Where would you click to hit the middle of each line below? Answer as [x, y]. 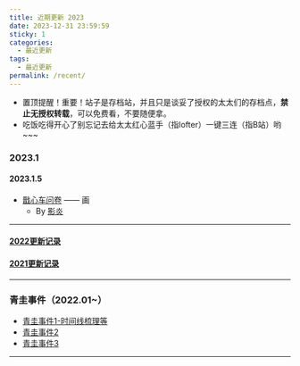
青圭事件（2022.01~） [58, 300]
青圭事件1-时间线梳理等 [65, 320]
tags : [19, 59]
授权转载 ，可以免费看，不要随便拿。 [104, 113]
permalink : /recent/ [48, 76]
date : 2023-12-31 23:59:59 [59, 26]
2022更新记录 [35, 241]
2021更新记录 [34, 263]
